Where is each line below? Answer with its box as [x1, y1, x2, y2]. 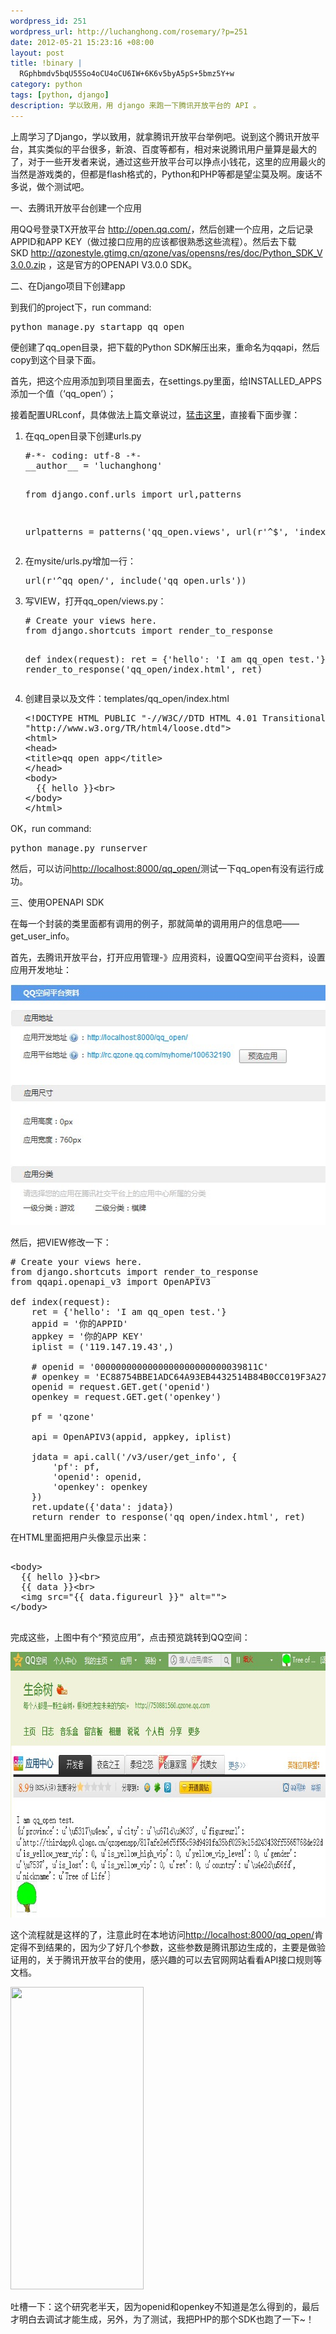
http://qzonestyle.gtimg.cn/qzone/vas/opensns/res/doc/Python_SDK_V [30, 246, 323, 259]
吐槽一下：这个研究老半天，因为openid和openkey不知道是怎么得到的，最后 [10, 2300, 320, 2312]
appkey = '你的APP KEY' [31, 1330, 145, 1342]
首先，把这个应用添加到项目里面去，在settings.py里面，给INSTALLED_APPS [10, 375, 322, 387]
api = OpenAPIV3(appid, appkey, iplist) [31, 1431, 233, 1442]
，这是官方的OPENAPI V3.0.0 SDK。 [48, 258, 198, 270]
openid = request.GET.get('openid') [31, 1381, 212, 1392]
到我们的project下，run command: [10, 301, 152, 313]
